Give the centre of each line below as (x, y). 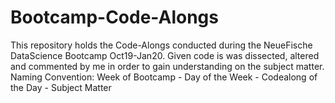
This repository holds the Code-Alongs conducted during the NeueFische (161, 45)
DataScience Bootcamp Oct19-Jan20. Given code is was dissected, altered (165, 55)
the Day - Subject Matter (61, 87)
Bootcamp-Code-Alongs (114, 17)
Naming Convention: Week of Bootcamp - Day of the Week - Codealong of (164, 77)
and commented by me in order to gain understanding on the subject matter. (167, 66)
